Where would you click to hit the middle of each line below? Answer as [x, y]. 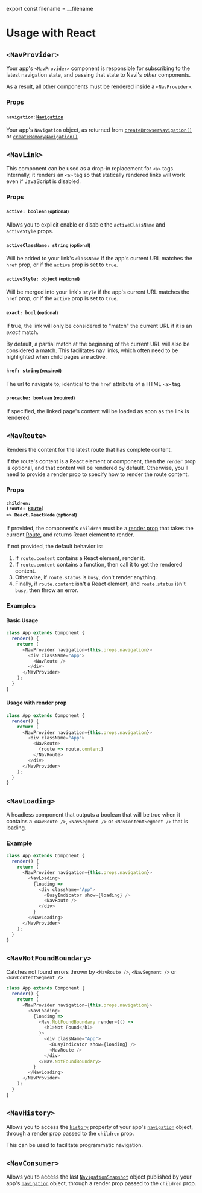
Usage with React [51, 33]
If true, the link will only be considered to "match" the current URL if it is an [99, 326]
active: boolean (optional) [38, 212]
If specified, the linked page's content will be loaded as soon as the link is [98, 411]
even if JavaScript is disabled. [44, 181]
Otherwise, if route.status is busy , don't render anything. [86, 577]
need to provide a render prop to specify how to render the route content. [97, 474]
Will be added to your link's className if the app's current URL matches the [99, 259]
